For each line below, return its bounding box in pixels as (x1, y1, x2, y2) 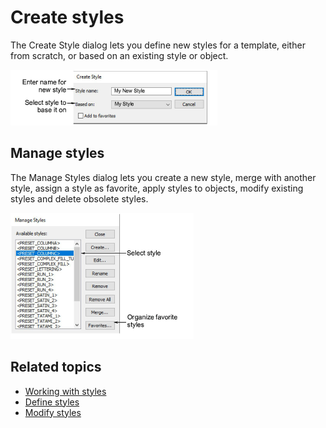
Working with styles (24, 385, 107, 397)
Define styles (24, 396, 80, 408)
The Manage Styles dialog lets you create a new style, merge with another (10, 171, 317, 183)
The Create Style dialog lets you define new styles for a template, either (10, 39, 306, 51)
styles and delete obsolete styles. (10, 192, 149, 205)
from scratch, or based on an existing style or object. (10, 49, 229, 61)
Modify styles (24, 406, 82, 418)
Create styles (10, 6, 125, 29)
